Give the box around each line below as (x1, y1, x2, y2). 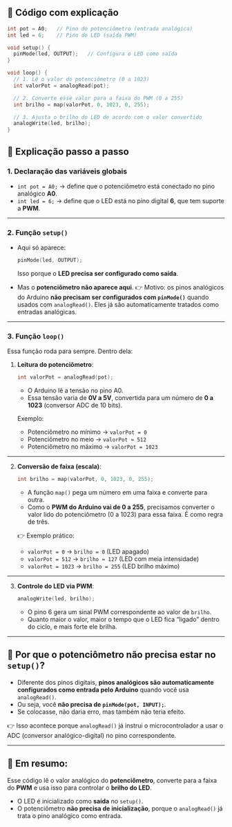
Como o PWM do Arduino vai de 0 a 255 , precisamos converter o (27, 503, 215, 511)
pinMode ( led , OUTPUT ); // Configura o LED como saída (13, 50, 177, 57)
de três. (27, 517, 50, 526)
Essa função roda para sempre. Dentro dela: (7, 347, 133, 356)
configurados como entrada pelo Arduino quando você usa (17, 685, 189, 694)
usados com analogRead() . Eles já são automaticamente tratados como (17, 301, 220, 309)
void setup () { (7, 44, 51, 51)
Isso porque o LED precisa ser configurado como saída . (17, 269, 179, 278)
